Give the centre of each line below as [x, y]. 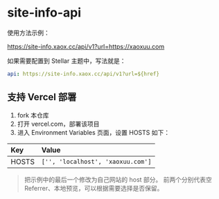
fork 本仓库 [33, 115]
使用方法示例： [28, 32]
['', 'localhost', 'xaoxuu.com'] [96, 161]
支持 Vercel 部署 [42, 97]
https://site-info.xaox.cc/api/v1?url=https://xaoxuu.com [86, 46]
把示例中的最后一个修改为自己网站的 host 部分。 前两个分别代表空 [118, 179]
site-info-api [44, 13]
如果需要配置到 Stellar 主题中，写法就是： [67, 61]
